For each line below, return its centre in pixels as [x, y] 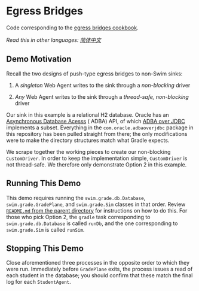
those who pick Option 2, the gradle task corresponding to [78, 217]
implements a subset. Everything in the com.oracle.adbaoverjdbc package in [100, 128]
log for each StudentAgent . [39, 282]
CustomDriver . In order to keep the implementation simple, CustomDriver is [97, 158]
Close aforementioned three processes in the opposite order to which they [98, 263]
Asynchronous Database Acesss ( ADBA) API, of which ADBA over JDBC [96, 121]
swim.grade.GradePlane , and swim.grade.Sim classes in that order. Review [96, 204]
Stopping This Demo [45, 248]
